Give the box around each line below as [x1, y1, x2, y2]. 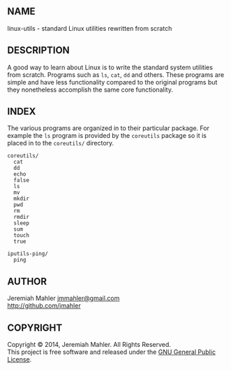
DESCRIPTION [7, 45, 70, 57]
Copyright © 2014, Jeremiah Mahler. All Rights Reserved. [7, 341, 171, 349]
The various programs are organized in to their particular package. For [7, 124, 209, 132]
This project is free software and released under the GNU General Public [7, 348, 216, 356]
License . [7, 355, 32, 364]
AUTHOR [7, 276, 47, 287]
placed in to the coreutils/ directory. [7, 139, 114, 148]
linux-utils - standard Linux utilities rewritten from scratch [7, 24, 172, 32]
